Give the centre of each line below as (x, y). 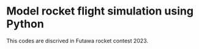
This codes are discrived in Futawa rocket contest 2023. (77, 41)
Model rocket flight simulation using (100, 11)
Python (25, 24)
